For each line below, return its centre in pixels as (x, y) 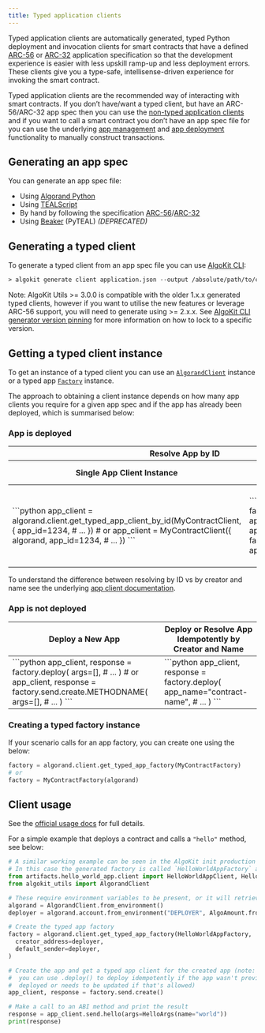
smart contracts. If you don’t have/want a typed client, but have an (116, 103)
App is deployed (40, 433)
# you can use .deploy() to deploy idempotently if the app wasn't (123, 978)
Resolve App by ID (185, 453)
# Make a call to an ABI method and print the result (99, 1007)
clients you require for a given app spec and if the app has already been (125, 404)
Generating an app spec (68, 162)
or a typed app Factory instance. (61, 381)
